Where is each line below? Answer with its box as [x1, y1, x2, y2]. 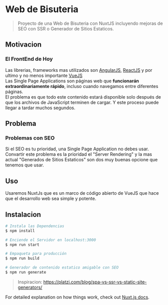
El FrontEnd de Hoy [5, 56, 53, 63]
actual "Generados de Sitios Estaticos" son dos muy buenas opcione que [5, 157, 158, 163]
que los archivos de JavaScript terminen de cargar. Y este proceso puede [5, 99, 159, 105]
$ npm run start [5, 242, 39, 247]
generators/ [17, 284, 43, 290]
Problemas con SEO [5, 134, 55, 141]
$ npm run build [5, 256, 39, 261]
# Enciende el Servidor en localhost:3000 [5, 237, 96, 242]
